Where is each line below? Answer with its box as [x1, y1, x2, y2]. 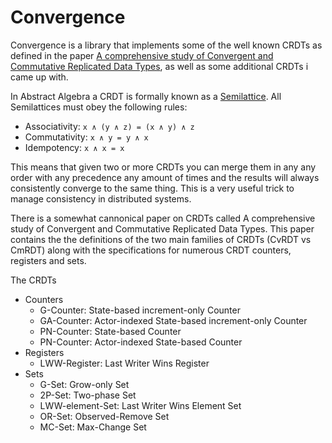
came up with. [10, 71, 69, 83]
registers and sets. [10, 254, 87, 266]
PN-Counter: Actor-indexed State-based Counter [39, 336, 243, 348]
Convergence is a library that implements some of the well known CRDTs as [10, 39, 323, 51]
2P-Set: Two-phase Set [39, 389, 137, 401]
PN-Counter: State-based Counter [39, 325, 182, 337]
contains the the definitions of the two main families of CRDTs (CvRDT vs [10, 233, 312, 245]
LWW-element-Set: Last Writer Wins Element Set [39, 399, 242, 411]
